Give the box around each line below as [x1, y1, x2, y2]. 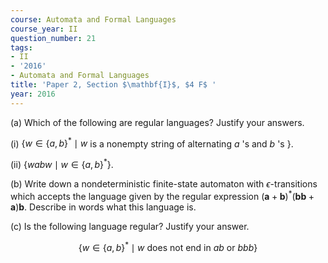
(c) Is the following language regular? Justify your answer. [10, 220, 250, 232]
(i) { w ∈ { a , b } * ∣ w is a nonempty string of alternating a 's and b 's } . [10, 136, 294, 150]
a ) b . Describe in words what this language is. [10, 201, 197, 213]
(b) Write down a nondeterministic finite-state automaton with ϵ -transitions [10, 177, 318, 190]
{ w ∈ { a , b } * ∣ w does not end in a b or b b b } [78, 239, 258, 253]
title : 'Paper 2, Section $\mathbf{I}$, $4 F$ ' [10, 80, 217, 90]
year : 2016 [10, 89, 56, 99]
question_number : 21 [10, 33, 97, 43]
